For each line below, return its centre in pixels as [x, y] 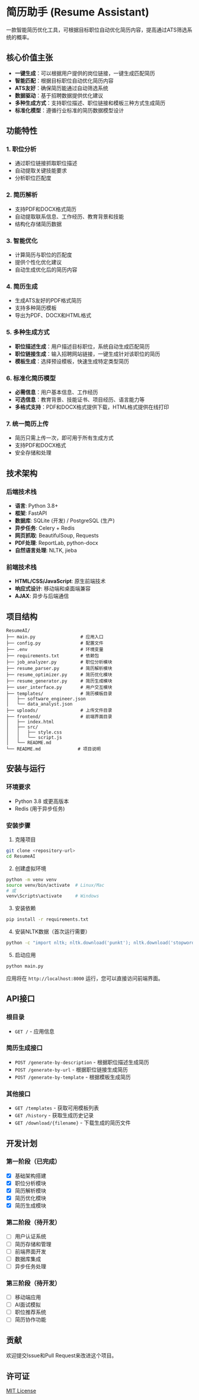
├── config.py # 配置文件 [55, 643]
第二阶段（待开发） [33, 1222]
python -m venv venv [32, 880]
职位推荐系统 [30, 1312]
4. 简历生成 [22, 286]
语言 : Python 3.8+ [36, 505]
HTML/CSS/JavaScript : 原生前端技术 [60, 581]
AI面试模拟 [28, 1305]
